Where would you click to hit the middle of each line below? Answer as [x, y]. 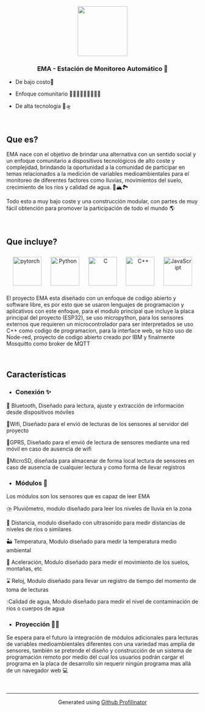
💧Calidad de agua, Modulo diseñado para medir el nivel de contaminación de [102, 601]
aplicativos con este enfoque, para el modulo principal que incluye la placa [100, 311]
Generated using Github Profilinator [103, 702]
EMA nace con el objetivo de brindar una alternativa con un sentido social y [101, 154]
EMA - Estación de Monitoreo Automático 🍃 [103, 69]
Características [36, 375]
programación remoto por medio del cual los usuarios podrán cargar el [95, 657]
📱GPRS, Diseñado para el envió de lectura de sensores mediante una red [98, 442]
